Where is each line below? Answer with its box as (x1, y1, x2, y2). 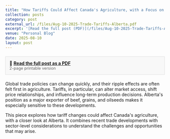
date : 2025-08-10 (5, 36, 42, 41)
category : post (5, 17, 37, 22)
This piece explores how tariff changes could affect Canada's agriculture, (5, 112, 158, 118)
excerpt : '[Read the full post (5, 26, 71, 31)
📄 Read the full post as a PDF (9, 60, 71, 66)
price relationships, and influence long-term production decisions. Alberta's (5, 91, 163, 98)
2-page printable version (9, 65, 56, 71)
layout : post (5, 40, 33, 45)
